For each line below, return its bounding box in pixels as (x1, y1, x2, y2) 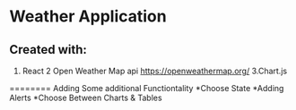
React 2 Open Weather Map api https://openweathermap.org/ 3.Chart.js (22, 65, 288, 76)
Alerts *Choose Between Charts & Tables (9, 92, 163, 103)
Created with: (9, 42, 88, 57)
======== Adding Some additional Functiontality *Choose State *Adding (9, 83, 284, 93)
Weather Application (9, 6, 168, 27)
